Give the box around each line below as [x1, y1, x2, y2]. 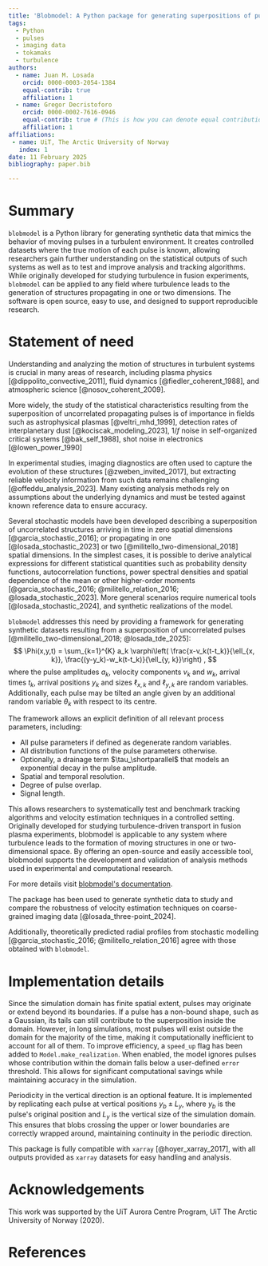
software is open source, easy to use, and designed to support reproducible [8, 297, 258, 306]
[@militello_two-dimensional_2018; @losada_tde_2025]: [8, 633, 191, 643]
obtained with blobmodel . [8, 945, 89, 954]
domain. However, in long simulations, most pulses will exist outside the [8, 1024, 243, 1034]
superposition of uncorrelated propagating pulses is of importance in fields [8, 409, 255, 418]
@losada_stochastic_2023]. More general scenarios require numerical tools [8, 593, 257, 602]
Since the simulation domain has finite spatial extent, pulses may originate [8, 999, 251, 1008]
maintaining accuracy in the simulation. [8, 1075, 137, 1084]
